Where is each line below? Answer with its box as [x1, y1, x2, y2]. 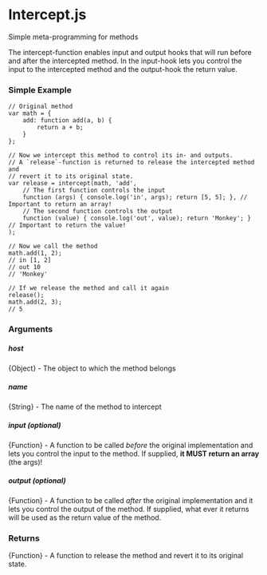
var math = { [8, 109, 52, 117]
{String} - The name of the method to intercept [8, 402, 162, 412]
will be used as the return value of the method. [8, 513, 162, 522]
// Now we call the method [8, 242, 98, 251]
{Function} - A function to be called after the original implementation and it [8, 496, 253, 506]
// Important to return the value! [8, 221, 127, 229]
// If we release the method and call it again [8, 284, 170, 292]
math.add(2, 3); [8, 298, 62, 307]
